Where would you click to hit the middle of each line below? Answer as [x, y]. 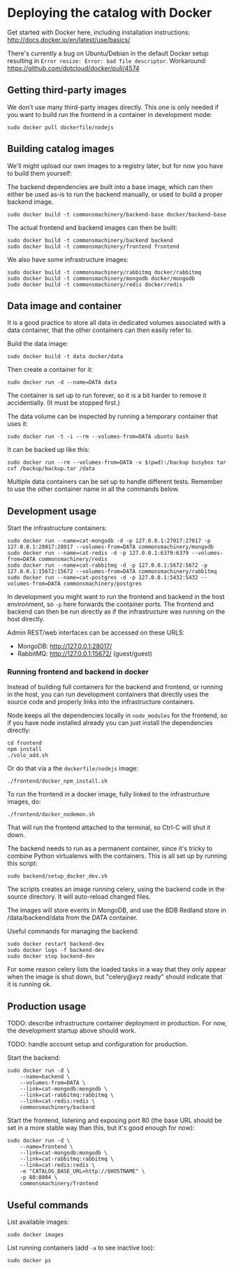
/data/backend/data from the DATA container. [73, 918]
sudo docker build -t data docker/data [65, 357]
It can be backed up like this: [49, 450]
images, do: [24, 802]
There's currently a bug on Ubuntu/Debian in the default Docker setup [108, 53]
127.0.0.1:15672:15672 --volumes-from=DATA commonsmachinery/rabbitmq [112, 572]
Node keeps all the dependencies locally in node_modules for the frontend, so [117, 715]
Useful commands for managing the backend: [73, 931]
